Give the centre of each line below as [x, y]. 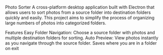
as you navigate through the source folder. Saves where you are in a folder [81, 43]
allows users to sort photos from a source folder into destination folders [78, 12]
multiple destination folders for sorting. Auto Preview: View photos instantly [82, 38]
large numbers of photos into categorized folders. [56, 23]
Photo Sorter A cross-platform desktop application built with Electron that [80, 7]
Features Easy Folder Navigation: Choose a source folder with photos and [80, 32]
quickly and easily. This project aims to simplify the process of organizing [80, 18]
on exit [12, 48]
